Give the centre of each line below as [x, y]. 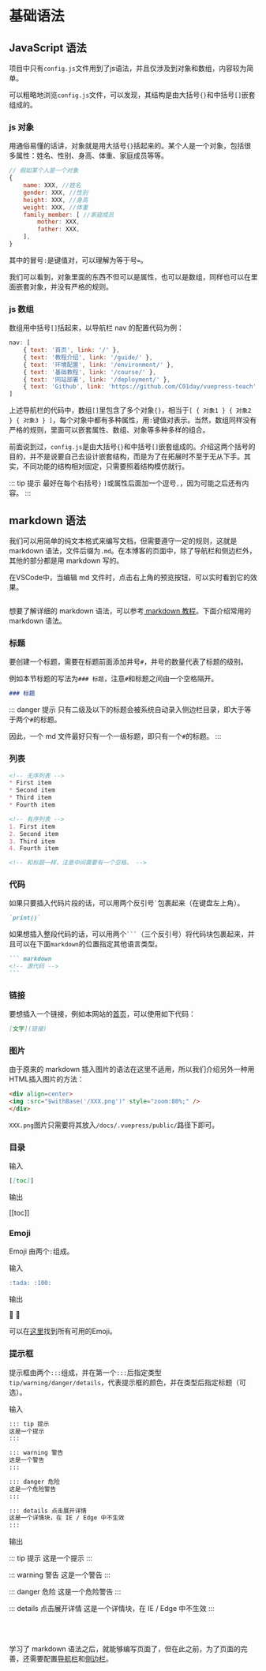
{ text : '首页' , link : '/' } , [72, 350]
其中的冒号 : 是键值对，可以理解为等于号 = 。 [79, 260]
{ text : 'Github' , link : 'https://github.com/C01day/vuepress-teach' [140, 387]
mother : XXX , [59, 222]
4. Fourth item [34, 849]
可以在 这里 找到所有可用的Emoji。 [63, 1332]
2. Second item [34, 834]
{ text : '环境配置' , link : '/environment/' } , [99, 365]
